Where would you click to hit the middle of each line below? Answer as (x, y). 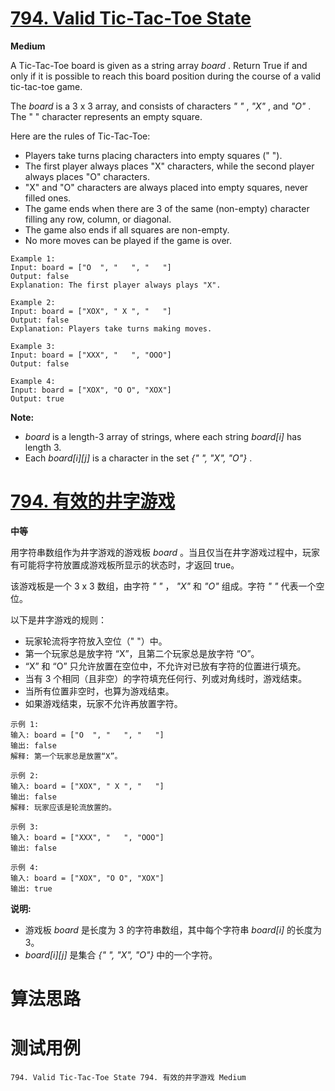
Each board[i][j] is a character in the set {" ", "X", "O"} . (138, 458)
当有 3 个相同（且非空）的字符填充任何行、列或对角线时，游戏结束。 (166, 678)
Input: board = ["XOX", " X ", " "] (91, 311)
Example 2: (33, 302)
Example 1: (33, 258)
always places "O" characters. (87, 176)
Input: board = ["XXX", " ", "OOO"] (91, 355)
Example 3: (33, 346)
